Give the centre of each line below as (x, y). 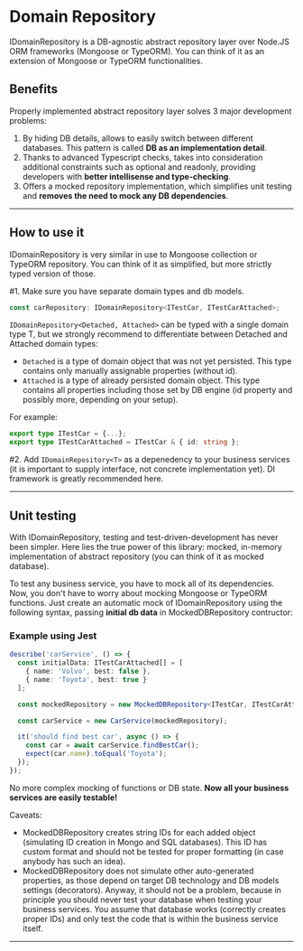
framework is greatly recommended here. (87, 479)
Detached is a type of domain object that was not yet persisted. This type (157, 361)
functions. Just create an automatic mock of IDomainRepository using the (146, 603)
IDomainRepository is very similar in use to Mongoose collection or (133, 254)
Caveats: (26, 815)
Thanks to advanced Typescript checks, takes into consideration (142, 157)
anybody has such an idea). (74, 861)
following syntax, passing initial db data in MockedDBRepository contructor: (151, 612)
